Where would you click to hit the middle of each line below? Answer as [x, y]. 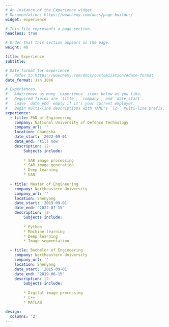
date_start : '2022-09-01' [42, 137]
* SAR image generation [49, 165]
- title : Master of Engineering [44, 184]
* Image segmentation [47, 241]
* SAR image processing [49, 160]
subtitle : [16, 61]
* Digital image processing [53, 293]
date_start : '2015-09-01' [42, 269]
